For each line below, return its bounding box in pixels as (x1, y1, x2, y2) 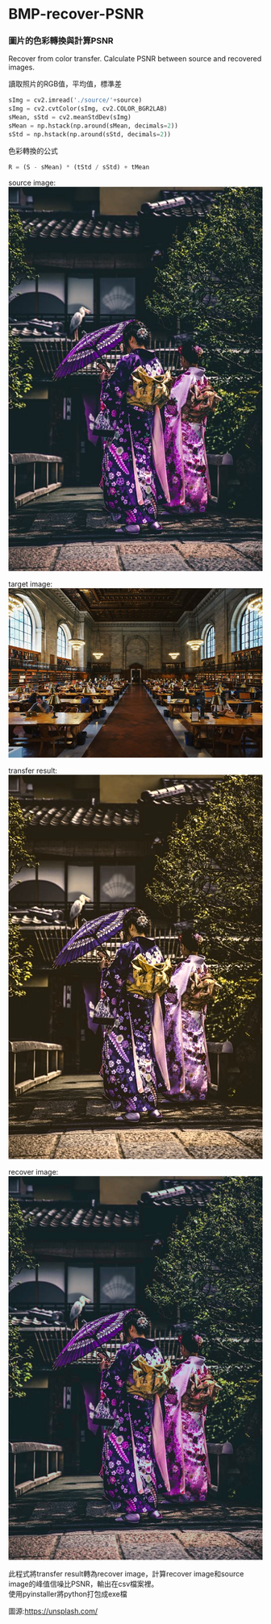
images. (8, 62, 35, 73)
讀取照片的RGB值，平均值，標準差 (8, 79, 123, 89)
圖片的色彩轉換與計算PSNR (8, 35, 115, 47)
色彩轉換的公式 (8, 146, 58, 156)
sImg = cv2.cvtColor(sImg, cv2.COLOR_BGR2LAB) (8, 105, 168, 113)
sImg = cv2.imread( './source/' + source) (8, 96, 143, 105)
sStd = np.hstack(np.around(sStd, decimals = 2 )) (8, 130, 172, 138)
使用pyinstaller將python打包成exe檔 (8, 1589, 127, 1599)
